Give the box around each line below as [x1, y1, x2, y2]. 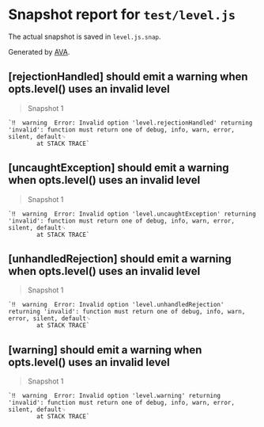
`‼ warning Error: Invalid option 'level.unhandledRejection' [8, 301, 224, 309]
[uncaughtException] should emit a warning [8, 161, 229, 175]
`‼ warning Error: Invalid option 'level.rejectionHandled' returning [8, 119, 253, 127]
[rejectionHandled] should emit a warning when [8, 70, 248, 84]
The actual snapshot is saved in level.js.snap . [8, 32, 161, 41]
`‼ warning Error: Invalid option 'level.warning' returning [8, 392, 221, 400]
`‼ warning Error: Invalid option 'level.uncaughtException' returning [8, 210, 257, 218]
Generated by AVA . [8, 47, 70, 56]
